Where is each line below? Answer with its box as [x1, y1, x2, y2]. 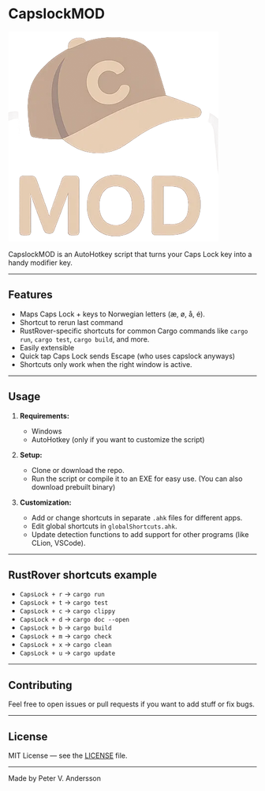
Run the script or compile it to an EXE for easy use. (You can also [31, 474, 243, 483]
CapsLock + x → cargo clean [19, 640, 112, 649]
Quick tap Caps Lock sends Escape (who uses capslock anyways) [19, 351, 235, 361]
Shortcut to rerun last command [19, 317, 124, 327]
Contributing [8, 678, 73, 692]
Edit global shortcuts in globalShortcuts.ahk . [31, 521, 177, 531]
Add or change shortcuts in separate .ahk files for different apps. [31, 513, 243, 522]
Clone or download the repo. [31, 465, 125, 475]
